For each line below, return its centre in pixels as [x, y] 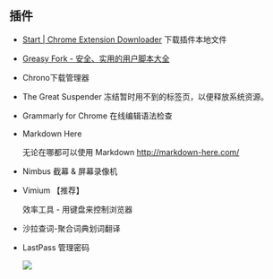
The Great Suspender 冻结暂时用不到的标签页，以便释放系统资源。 [145, 96]
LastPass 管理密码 [56, 247]
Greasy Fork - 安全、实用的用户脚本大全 [96, 58]
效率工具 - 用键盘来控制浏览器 [77, 209]
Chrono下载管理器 [55, 77]
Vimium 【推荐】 [53, 190]
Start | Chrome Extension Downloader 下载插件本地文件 [124, 39]
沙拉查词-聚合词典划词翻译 [71, 228]
